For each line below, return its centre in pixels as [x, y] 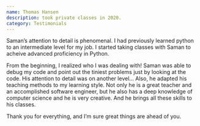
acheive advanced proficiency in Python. [58, 54]
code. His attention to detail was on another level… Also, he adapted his [97, 79]
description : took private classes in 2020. [64, 18]
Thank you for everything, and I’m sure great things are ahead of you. [94, 116]
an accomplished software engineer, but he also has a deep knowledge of [99, 92]
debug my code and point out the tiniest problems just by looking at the [96, 72]
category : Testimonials [37, 23]
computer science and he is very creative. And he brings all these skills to [99, 98]
